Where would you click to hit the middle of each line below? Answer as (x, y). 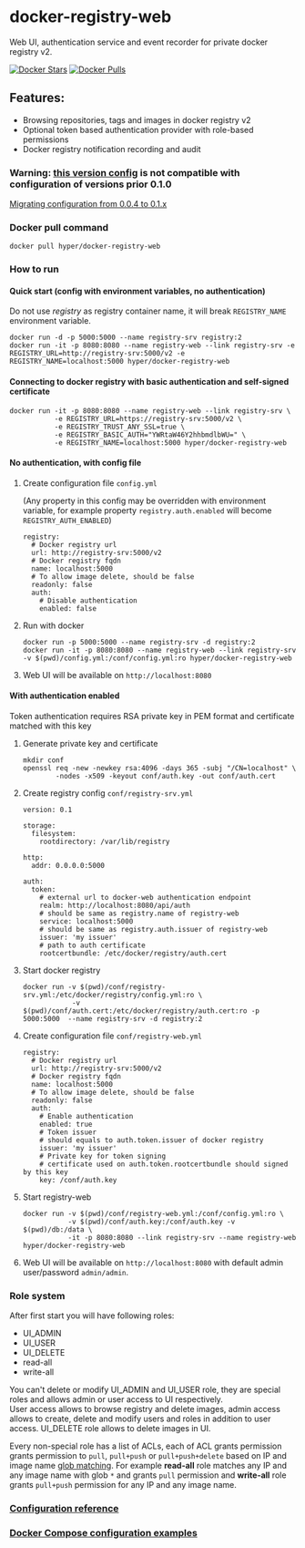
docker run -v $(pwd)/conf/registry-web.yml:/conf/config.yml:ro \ (153, 1214)
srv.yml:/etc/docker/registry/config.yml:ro (108, 996)
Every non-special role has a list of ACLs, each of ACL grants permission (146, 1446)
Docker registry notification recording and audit (112, 149)
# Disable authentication (89, 600)
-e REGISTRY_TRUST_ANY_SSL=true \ (119, 427)
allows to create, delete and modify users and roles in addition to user (140, 1419)
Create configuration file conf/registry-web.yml (112, 1036)
